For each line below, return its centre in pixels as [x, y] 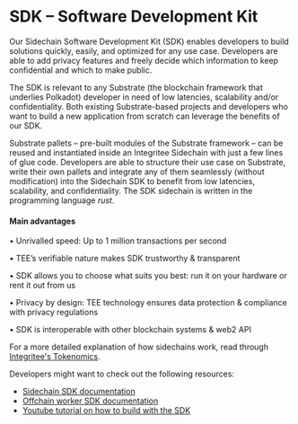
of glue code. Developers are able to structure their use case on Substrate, [148, 162]
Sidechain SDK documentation [79, 392]
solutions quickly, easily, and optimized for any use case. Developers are [144, 50]
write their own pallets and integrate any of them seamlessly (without [137, 172]
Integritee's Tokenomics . [55, 357]
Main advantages [43, 221]
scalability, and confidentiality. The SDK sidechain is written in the [131, 190]
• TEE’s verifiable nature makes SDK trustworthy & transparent [125, 259]
